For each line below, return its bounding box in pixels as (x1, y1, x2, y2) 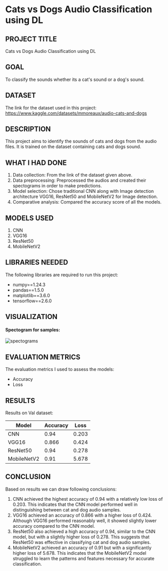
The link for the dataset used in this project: (5, 104, 97, 110)
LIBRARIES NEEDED (5, 258, 68, 267)
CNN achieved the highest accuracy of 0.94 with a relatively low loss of (12, 496, 163, 502)
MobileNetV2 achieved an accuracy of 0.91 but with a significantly (12, 545, 152, 551)
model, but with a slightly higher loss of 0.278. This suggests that (12, 533, 150, 540)
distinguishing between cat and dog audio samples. (12, 506, 121, 512)
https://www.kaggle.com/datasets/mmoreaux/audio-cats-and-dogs (5, 110, 147, 116)
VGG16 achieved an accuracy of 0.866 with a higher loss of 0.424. (12, 512, 152, 518)
